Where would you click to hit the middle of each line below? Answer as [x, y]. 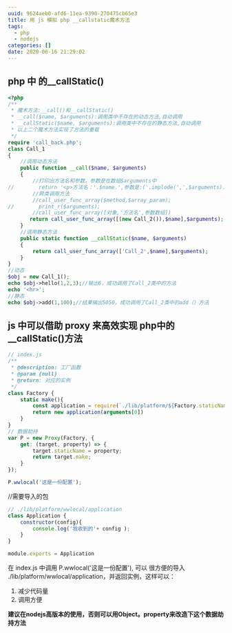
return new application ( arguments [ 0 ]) [88, 412]
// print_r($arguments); [54, 206]
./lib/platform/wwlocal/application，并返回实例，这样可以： [92, 576]
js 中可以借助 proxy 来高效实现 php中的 [91, 325]
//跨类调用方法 [51, 193]
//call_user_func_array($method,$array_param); [102, 200]
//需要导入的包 [28, 496]
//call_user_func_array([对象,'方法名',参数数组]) [102, 213]
